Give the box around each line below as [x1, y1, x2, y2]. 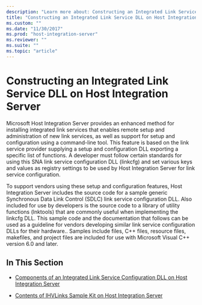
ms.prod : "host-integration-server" [6, 31, 98, 37]
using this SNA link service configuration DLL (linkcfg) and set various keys [6, 158, 192, 165]
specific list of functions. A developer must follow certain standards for [6, 151, 182, 159]
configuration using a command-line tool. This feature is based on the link [6, 139, 189, 146]
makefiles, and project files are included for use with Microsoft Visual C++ [6, 233, 190, 241]
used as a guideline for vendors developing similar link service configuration [6, 221, 195, 228]
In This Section [6, 257, 64, 268]
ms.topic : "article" [6, 48, 58, 54]
